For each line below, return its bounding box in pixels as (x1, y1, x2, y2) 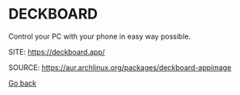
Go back (8, 78, 37, 88)
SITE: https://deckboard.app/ (8, 47, 105, 56)
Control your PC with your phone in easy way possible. (8, 31, 192, 41)
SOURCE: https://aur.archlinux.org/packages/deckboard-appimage (8, 62, 232, 72)
